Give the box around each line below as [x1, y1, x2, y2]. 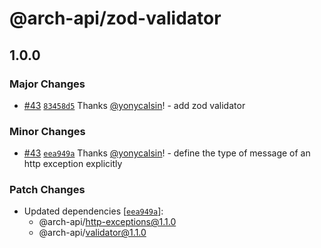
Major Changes [9, 77, 86, 91]
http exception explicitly [23, 158, 123, 170]
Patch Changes [9, 183, 86, 197]
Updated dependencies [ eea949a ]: [23, 205, 164, 217]
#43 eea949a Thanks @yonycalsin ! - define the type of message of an [23, 147, 311, 159]
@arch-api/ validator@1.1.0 [38, 227, 147, 239]
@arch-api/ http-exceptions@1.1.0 [38, 216, 177, 228]
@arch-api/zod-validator [9, 7, 222, 30]
